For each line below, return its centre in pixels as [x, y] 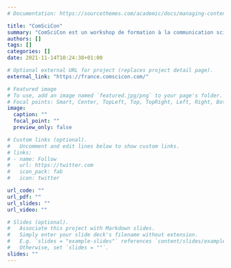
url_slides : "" [29, 203]
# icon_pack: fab [35, 172]
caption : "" [31, 115]
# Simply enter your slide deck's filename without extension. [102, 235]
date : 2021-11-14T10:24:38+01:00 [55, 58]
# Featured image [32, 89]
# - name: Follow [32, 159]
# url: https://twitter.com [51, 166]
